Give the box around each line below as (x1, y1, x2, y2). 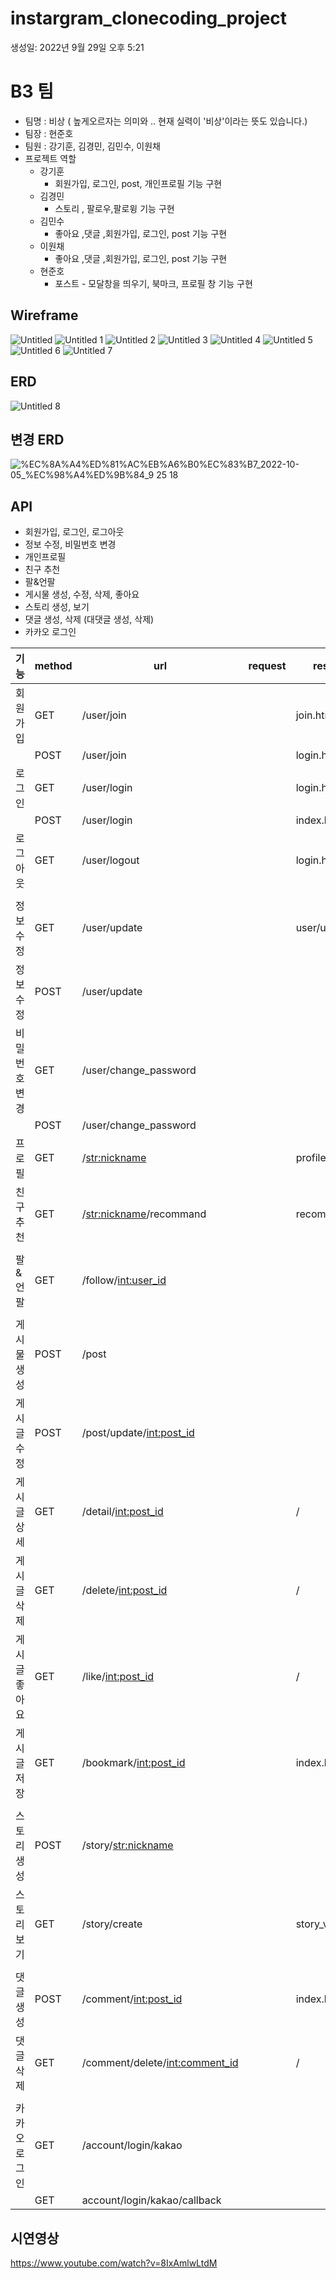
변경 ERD (10, 431, 65, 448)
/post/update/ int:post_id (81, 1426, 195, 1440)
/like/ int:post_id (81, 1670, 155, 1684)
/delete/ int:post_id (81, 1583, 168, 1597)
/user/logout (81, 853, 140, 867)
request (248, 659, 287, 673)
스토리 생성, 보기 (24, 601, 90, 613)
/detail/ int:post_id (81, 1505, 164, 1519)
